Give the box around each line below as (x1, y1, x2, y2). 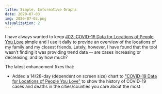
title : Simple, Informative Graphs (5, 7, 77, 12)
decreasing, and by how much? (5, 54, 68, 61)
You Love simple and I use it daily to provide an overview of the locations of (5, 39, 156, 45)
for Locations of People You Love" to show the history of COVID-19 (12, 78, 146, 84)
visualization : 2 (5, 20, 40, 26)
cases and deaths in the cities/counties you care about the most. (12, 83, 142, 90)
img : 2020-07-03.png (5, 16, 47, 21)
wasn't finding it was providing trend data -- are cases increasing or (5, 49, 141, 55)
